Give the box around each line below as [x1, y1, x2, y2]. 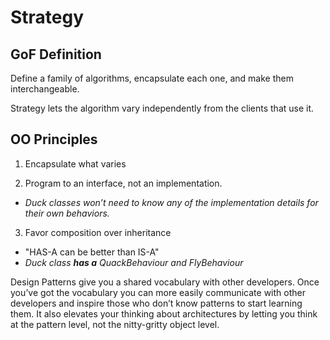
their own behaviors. [24, 207, 110, 219]
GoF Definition [10, 46, 102, 63]
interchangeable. [10, 83, 80, 95]
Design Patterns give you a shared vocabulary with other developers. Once [10, 276, 320, 288]
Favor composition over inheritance [24, 226, 172, 238]
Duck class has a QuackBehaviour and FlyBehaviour [24, 256, 244, 268]
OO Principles [10, 131, 98, 148]
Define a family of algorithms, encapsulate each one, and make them [10, 72, 294, 84]
